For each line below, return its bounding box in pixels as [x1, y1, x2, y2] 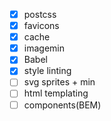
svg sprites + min [23, 76, 96, 88]
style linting [23, 65, 72, 77]
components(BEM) [23, 99, 102, 111]
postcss [23, 9, 57, 20]
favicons [23, 20, 60, 32]
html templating [23, 87, 89, 99]
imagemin [23, 42, 65, 54]
